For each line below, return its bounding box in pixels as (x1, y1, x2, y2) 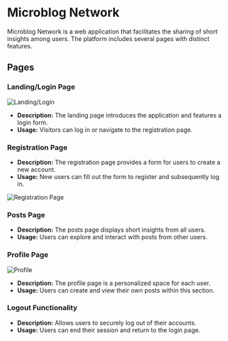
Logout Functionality (7, 303, 77, 312)
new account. (16, 165, 56, 174)
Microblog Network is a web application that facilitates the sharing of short (7, 27, 218, 36)
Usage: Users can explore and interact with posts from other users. (16, 233, 207, 241)
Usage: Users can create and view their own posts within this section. (16, 286, 215, 295)
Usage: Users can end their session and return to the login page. (16, 326, 201, 334)
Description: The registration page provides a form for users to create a (16, 158, 220, 166)
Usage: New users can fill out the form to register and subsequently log (16, 172, 220, 180)
